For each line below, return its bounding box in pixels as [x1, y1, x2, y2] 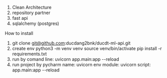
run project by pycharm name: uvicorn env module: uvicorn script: [12, 62, 151, 67]
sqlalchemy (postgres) [12, 20, 59, 26]
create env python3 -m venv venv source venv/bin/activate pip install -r [12, 46, 162, 51]
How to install [5, 30, 34, 36]
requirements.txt [12, 51, 47, 57]
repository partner [12, 10, 51, 16]
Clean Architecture [12, 5, 52, 10]
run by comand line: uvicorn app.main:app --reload [12, 56, 120, 62]
